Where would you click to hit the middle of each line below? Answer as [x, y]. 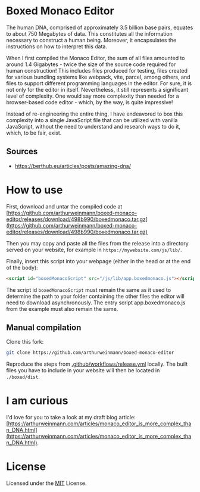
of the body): [22, 267]
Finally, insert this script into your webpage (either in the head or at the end [99, 261]
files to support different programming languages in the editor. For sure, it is [99, 83]
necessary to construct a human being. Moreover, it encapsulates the [91, 40]
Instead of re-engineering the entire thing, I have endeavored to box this [95, 114]
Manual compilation [44, 327]
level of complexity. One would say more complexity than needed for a [93, 96]
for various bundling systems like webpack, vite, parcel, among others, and [98, 77]
